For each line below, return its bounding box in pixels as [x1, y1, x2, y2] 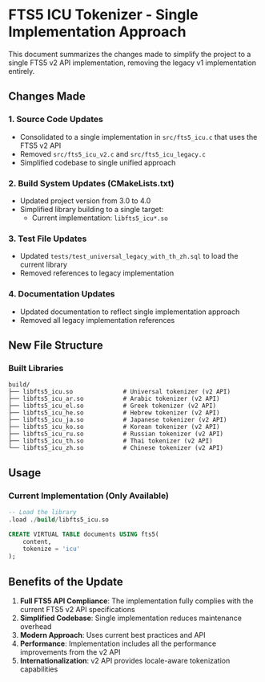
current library [19, 259, 68, 270]
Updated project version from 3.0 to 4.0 [19, 195, 151, 206]
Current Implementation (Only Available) [8, 490, 170, 501]
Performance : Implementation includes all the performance [19, 639, 217, 648]
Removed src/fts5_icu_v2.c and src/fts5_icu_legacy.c [19, 149, 207, 158]
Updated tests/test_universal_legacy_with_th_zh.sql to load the [19, 251, 239, 261]
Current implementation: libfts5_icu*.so [31, 213, 168, 223]
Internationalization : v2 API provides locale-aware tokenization [19, 655, 231, 665]
